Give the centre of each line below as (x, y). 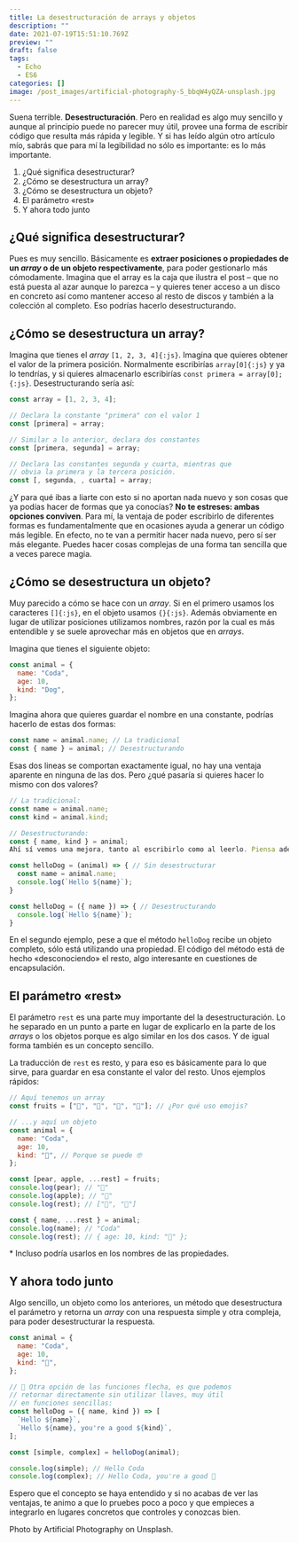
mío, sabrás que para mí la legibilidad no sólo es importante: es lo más (137, 145)
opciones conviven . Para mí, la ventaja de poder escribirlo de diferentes (142, 516)
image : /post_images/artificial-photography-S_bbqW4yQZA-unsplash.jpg (142, 91)
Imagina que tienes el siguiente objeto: (80, 648)
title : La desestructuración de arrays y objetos (103, 17)
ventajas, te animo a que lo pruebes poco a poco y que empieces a (132, 1503)
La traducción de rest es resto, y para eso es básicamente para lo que (138, 1063)
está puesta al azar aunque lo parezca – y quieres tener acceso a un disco (145, 287)
